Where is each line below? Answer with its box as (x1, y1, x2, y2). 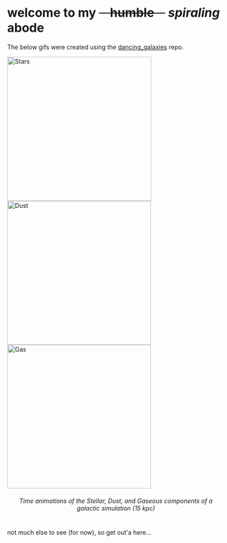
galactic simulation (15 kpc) (77, 504, 155, 512)
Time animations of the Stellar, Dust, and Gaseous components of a (19, 497, 213, 505)
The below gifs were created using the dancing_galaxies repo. (7, 43, 184, 51)
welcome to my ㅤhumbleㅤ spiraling (7, 5, 220, 21)
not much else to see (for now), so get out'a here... (7, 528, 152, 536)
